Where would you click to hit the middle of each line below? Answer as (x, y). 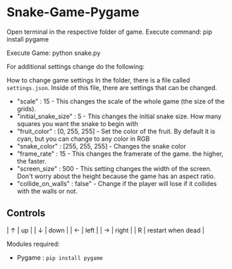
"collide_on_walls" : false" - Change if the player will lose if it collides (117, 183)
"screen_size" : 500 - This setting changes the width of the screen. (114, 168)
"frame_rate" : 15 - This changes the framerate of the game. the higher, (120, 154)
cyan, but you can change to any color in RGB (83, 139)
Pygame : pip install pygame (60, 257)
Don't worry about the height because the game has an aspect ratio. (116, 176)
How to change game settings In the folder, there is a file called (98, 80)
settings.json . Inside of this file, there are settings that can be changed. (112, 87)
